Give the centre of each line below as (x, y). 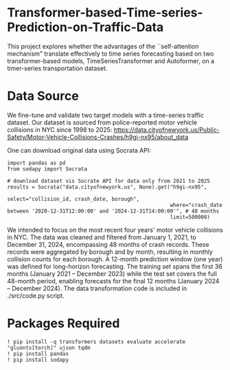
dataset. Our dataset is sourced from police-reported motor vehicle (102, 122)
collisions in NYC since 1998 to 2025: (60, 129)
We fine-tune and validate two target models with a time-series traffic (106, 115)
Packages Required (64, 324)
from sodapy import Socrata (47, 169)
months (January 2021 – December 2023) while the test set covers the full (112, 274)
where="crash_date (196, 205)
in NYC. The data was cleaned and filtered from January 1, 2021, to (102, 237)
